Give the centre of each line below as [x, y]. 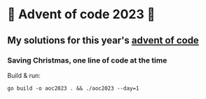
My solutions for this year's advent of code [103, 40]
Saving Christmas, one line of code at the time [87, 60]
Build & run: [24, 75]
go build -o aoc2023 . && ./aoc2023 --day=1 [73, 88]
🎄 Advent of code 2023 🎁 [81, 14]
